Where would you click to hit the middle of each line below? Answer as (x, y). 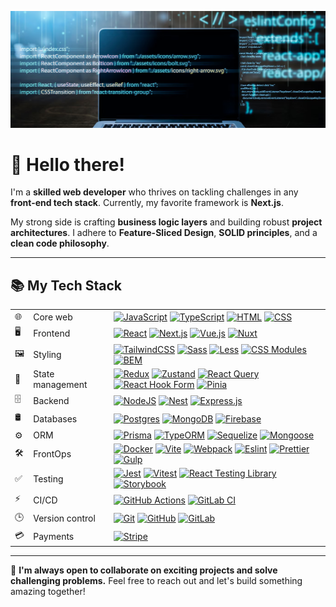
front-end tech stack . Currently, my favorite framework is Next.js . (147, 203)
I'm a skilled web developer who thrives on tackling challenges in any (154, 192)
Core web (53, 317)
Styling (47, 355)
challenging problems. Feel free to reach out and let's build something (156, 581)
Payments (54, 537)
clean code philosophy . (60, 243)
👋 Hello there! (67, 164)
